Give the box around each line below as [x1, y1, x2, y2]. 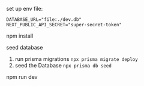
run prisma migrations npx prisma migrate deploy [14, 56, 138, 62]
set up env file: [6, 5, 43, 12]
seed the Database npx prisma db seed [14, 62, 112, 69]
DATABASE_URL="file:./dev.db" [6, 17, 82, 23]
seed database [6, 44, 43, 51]
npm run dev [6, 73, 38, 80]
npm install [6, 32, 34, 39]
